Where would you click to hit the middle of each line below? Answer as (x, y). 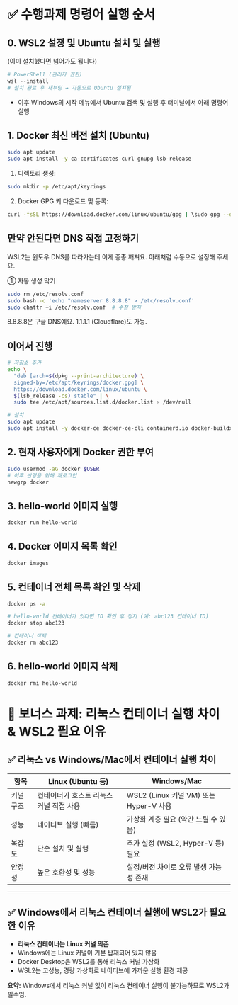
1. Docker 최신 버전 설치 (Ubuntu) (79, 136)
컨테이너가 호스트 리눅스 (75, 795)
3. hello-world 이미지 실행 (63, 506)
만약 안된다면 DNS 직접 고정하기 (73, 238)
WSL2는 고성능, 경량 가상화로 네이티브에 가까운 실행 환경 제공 (103, 970)
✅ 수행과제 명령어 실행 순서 (81, 15)
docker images (28, 563)
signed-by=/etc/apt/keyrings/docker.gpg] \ (79, 382)
